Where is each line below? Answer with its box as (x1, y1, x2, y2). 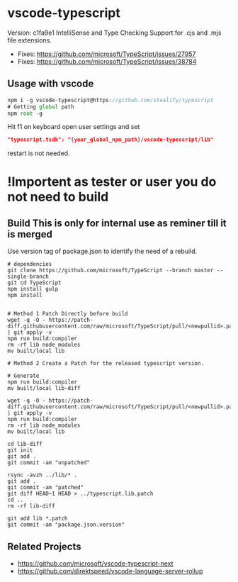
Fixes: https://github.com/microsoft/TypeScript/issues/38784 (17, 57, 197, 65)
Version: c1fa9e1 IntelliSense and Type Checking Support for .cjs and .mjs (7, 28, 222, 37)
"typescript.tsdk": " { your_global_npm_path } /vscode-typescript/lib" (7, 136, 214, 143)
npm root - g (7, 110, 42, 117)
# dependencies (7, 261, 52, 268)
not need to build (7, 189, 109, 205)
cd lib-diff (7, 441, 42, 448)
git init (7, 447, 33, 454)
